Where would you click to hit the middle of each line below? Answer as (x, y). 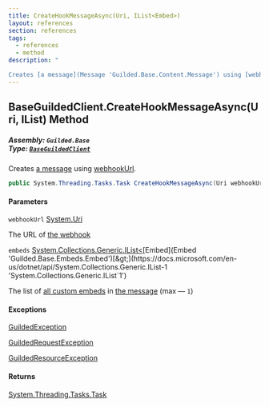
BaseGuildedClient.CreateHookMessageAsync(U (133, 108)
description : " (34, 61)
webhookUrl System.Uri (45, 219)
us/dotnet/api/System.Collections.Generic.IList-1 (88, 267)
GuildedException (37, 327)
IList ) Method (55, 120)
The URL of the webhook (49, 235)
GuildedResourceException (53, 358)
